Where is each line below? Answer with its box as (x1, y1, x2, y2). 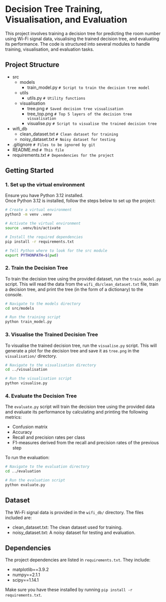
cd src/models (5, 306, 35, 311)
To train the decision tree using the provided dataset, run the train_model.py (5, 275, 161, 281)
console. (5, 291, 23, 297)
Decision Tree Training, (5, 3, 103, 15)
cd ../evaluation (5, 469, 41, 474)
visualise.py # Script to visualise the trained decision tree (27, 120, 157, 126)
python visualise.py (5, 381, 48, 386)
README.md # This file (12, 146, 64, 152)
